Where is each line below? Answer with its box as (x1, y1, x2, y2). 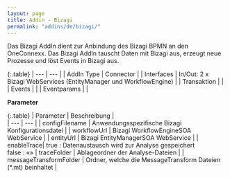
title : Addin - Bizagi (7, 17, 73, 24)
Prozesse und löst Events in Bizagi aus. (7, 57, 120, 65)
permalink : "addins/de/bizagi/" (7, 23, 101, 30)
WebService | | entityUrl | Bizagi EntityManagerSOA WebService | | (7, 134, 199, 142)
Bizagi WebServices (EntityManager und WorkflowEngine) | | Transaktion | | (7, 78, 224, 86)
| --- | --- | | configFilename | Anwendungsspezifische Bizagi (7, 119, 182, 127)
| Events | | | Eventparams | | (7, 84, 89, 94)
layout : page (7, 10, 45, 17)
